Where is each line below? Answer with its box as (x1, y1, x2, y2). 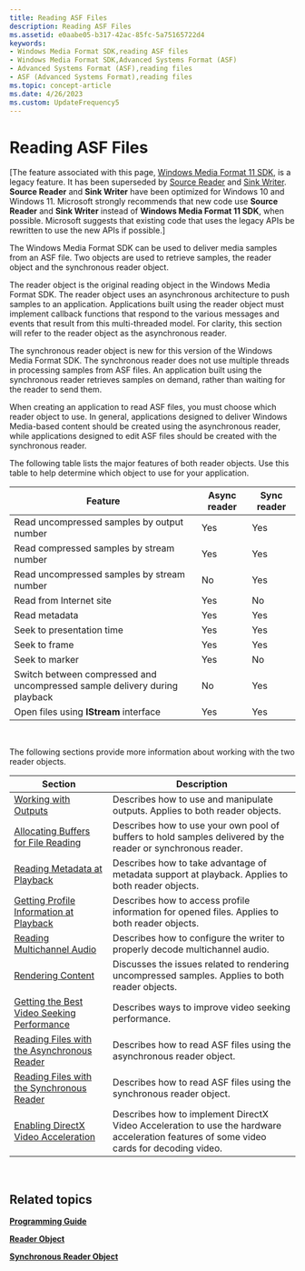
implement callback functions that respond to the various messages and (9, 308, 280, 319)
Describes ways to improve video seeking (112, 1001, 290, 1014)
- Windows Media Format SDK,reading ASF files (9, 47, 189, 56)
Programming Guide (9, 1216, 87, 1227)
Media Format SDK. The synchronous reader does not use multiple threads (9, 355, 290, 366)
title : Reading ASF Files (9, 13, 107, 23)
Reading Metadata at (14, 863, 103, 876)
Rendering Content (14, 969, 95, 982)
